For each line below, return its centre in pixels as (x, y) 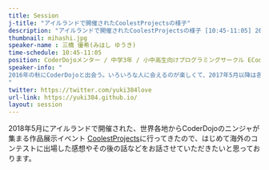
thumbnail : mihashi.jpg (48, 38)
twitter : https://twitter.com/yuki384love (80, 90)
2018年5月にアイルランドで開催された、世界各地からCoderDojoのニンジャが (134, 128)
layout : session (35, 105)
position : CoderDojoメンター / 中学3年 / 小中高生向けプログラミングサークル (126, 61)
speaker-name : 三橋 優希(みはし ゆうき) (72, 45)
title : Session (34, 16)
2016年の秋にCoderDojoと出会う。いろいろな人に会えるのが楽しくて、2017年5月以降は (132, 75)
